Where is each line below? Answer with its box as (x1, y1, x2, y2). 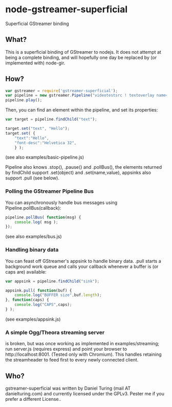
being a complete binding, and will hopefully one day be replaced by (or (5, 54, 157, 60)
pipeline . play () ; (5, 98, 42, 103)
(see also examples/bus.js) (5, 234, 62, 240)
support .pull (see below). (5, 175, 60, 181)
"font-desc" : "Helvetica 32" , (14, 140, 77, 145)
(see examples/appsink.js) (5, 316, 61, 322)
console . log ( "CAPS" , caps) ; (14, 302, 72, 307)
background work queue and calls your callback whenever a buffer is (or (5, 263, 159, 269)
